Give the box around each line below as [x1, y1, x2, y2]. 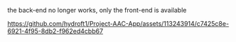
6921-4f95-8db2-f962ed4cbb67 [7, 27, 104, 35]
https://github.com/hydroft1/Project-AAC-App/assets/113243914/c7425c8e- [7, 20, 230, 27]
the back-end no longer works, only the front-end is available [7, 6, 187, 14]
